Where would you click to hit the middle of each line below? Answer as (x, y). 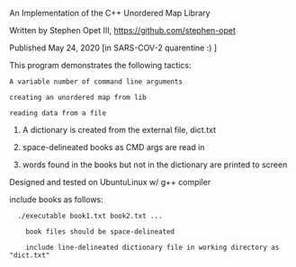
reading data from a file (58, 113)
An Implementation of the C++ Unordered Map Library (110, 13)
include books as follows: (56, 200)
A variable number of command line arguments (96, 82)
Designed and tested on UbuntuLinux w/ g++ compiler (110, 182)
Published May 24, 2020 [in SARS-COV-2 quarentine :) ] (113, 48)
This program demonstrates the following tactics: (100, 65)
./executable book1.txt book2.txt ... (90, 216)
